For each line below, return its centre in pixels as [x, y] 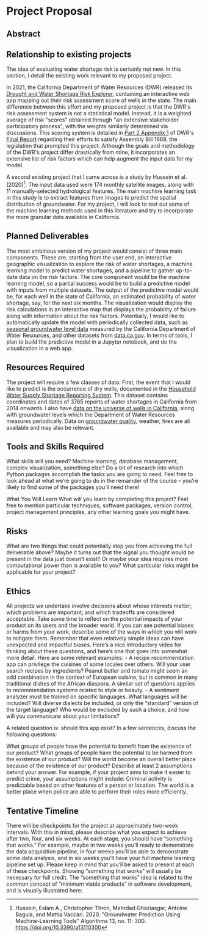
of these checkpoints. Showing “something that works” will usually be [94, 870]
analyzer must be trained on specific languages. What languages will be [97, 696]
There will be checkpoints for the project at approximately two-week [92, 825]
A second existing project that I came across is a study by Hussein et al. [97, 177]
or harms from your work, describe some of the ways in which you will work [102, 632]
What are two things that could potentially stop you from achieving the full [99, 546]
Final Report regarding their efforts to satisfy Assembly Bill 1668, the [92, 139]
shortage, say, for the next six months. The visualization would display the [99, 303]
